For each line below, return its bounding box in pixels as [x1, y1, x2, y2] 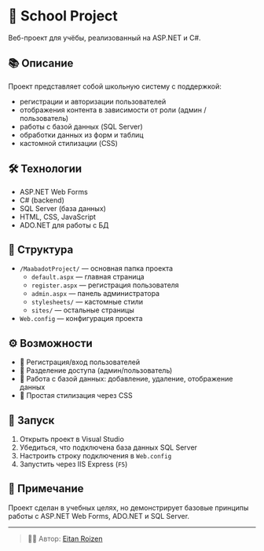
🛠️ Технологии [8, 162, 82, 176]
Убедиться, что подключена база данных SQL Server [19, 443, 198, 452]
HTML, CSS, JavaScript [19, 212, 97, 221]
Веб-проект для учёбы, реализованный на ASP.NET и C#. [8, 33, 202, 42]
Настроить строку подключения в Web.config [19, 451, 172, 460]
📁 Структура [8, 243, 74, 256]
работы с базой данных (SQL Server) [19, 122, 143, 131]
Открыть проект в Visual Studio [19, 435, 124, 443]
